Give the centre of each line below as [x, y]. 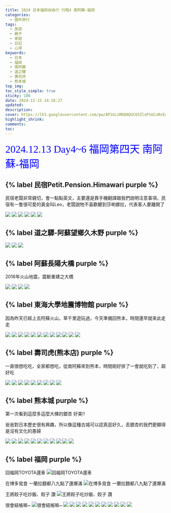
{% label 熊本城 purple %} [47, 400]
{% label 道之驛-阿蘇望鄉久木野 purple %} [72, 232]
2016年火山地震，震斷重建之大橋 [39, 276]
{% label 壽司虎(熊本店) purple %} [59, 353]
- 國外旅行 [20, 19]
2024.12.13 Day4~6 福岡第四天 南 [79, 149]
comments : [16, 124]
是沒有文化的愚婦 [23, 431]
